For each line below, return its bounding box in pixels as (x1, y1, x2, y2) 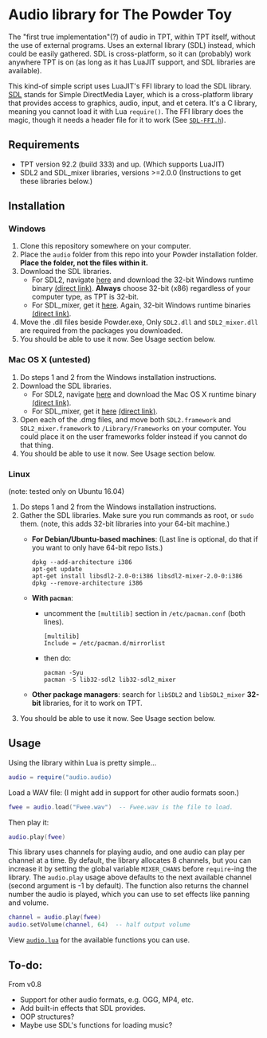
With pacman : (31, 593, 74, 603)
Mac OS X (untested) (8, 354, 92, 366)
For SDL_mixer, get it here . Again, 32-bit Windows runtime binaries (31, 300, 251, 310)
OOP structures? (19, 1012, 75, 1021)
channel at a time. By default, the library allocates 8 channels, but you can (8, 856, 252, 865)
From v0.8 (8, 980, 42, 989)
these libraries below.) (19, 176, 93, 186)
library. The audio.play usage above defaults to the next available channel (8, 872, 253, 882)
